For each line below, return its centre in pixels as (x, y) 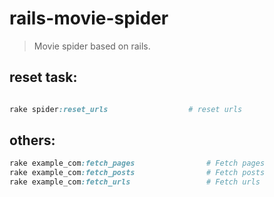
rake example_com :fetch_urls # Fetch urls (135, 182)
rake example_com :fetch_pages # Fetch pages (137, 163)
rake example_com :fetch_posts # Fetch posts (137, 173)
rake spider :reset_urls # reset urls (126, 109)
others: (32, 140)
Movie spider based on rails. (92, 46)
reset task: (43, 77)
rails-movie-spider (89, 18)
